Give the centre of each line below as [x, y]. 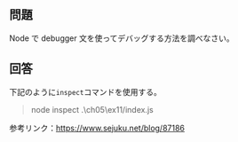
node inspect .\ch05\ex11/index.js [92, 109]
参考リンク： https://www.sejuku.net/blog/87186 [97, 128]
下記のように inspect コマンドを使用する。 [86, 91]
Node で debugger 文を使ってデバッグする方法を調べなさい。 [122, 38]
